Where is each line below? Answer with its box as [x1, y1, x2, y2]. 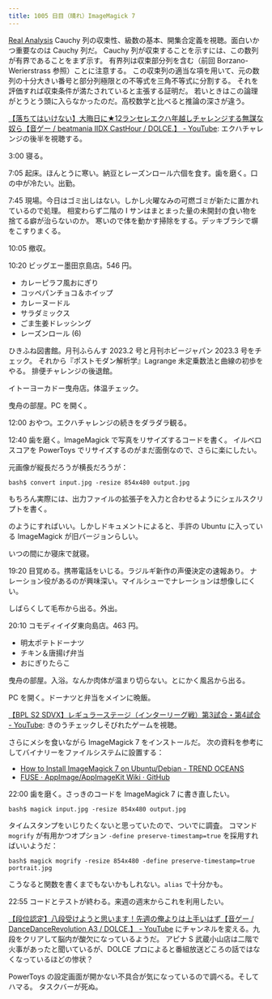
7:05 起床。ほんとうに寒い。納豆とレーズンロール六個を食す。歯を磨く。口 [8, 168, 258, 178]
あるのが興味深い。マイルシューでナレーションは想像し [57, 575, 242, 585]
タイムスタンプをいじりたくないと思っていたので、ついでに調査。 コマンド [8, 820, 257, 830]
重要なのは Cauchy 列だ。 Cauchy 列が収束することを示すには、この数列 [15, 45, 259, 55]
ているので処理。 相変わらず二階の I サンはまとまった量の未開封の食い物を [8, 205, 257, 215]
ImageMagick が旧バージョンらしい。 [17, 531, 143, 540]
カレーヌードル [19, 298, 70, 308]
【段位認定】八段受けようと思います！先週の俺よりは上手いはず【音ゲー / [8, 914, 254, 924]
